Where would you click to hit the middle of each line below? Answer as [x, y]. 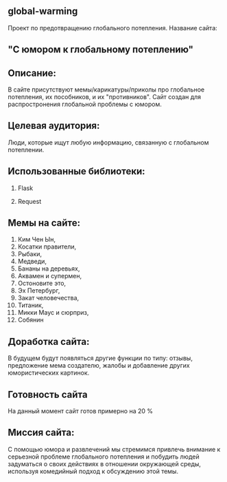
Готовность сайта [48, 394]
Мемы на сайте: [44, 223]
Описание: [32, 73]
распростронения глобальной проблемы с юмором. [85, 104]
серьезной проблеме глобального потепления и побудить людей [104, 457]
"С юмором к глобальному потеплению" [101, 50]
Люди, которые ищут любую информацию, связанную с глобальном [108, 142]
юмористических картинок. [49, 373]
